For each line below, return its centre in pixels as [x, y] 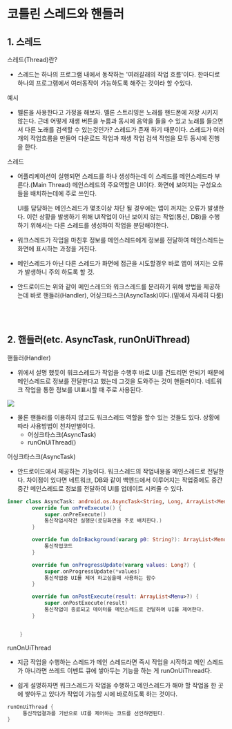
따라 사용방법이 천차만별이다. [56, 426]
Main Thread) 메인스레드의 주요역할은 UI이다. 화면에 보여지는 [115, 185]
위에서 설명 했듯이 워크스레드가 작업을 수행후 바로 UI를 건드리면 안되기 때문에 [120, 372]
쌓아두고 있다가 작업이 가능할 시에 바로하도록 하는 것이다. [101, 694]
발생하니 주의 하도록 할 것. [60, 272]
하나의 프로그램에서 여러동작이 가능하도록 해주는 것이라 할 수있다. [105, 83]
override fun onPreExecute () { [77, 508]
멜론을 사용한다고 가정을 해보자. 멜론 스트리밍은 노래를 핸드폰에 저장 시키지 [118, 112]
